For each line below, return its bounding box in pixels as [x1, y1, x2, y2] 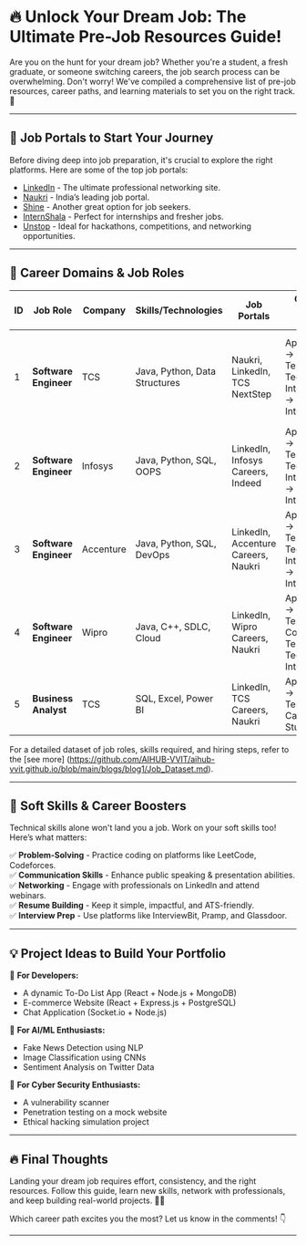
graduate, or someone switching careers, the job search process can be [9, 66, 280, 77]
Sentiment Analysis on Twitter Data [22, 1062, 155, 1073]
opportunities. [22, 230, 76, 241]
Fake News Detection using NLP [22, 1043, 144, 1053]
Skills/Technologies [135, 304, 223, 316]
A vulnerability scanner [22, 1097, 110, 1108]
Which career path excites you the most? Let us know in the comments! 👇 [9, 1213, 287, 1224]
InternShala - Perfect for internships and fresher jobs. [22, 211, 225, 222]
